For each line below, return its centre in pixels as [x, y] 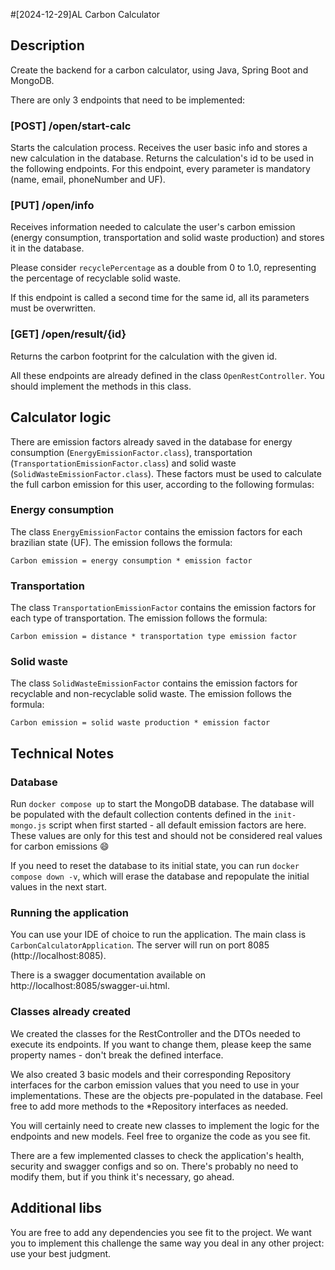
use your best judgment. [61, 1253]
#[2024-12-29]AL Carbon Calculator [85, 14]
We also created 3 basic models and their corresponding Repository [151, 1074]
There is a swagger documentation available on [108, 975]
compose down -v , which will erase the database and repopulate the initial [160, 876]
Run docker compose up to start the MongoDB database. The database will [162, 804]
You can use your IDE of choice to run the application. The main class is [158, 935]
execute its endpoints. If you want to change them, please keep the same [161, 1044]
